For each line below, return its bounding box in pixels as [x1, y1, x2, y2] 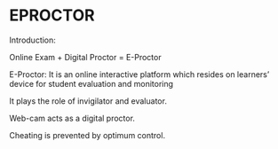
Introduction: [9, 35, 56, 45]
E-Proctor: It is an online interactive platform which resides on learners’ [9, 68, 270, 80]
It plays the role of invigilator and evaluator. [9, 95, 167, 106]
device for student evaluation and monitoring [9, 78, 174, 89]
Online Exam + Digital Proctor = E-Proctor [9, 51, 162, 62]
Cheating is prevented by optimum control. [9, 129, 166, 140]
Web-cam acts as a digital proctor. [9, 113, 136, 123]
